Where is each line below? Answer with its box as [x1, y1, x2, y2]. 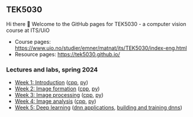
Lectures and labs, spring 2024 [6, 65, 98, 73]
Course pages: [14, 38, 52, 45]
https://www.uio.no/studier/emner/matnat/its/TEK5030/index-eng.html [14, 44, 188, 51]
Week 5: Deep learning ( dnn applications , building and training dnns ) [14, 104, 182, 111]
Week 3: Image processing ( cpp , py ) [14, 92, 104, 99]
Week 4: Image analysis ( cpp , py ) [14, 97, 96, 105]
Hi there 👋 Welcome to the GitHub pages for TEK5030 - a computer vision [6, 20, 186, 27]
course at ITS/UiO [6, 27, 50, 34]
